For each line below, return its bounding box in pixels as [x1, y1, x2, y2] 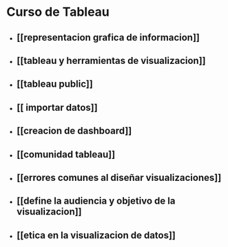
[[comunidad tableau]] [16, 149, 116, 160]
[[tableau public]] [16, 78, 94, 90]
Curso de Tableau [6, 4, 110, 20]
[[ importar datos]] [16, 101, 98, 114]
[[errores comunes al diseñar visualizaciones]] [16, 171, 222, 183]
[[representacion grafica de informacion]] [16, 32, 200, 43]
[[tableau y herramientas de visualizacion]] [16, 54, 206, 66]
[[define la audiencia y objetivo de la [16, 195, 176, 207]
